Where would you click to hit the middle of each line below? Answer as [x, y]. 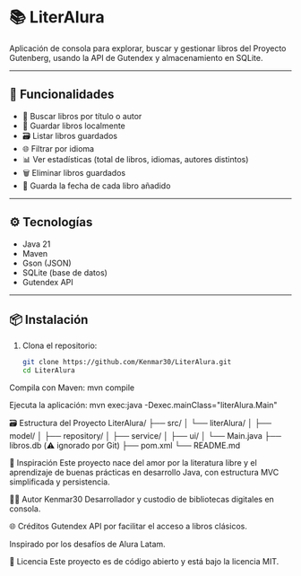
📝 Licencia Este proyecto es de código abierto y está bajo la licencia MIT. [144, 562]
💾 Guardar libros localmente [73, 126]
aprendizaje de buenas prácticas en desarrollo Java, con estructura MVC [144, 473]
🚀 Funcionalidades [62, 95]
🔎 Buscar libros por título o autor [82, 116]
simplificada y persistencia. [60, 482]
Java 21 [36, 244]
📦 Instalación [49, 319]
